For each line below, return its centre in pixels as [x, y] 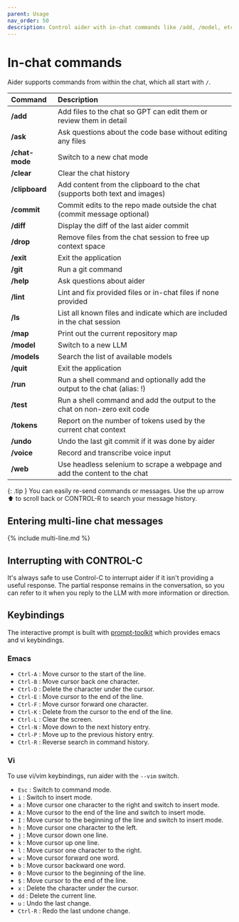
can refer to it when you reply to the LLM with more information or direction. [118, 593]
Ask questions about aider [102, 281]
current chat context [92, 430]
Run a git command [90, 269]
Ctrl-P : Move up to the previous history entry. [86, 735]
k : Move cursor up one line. [58, 843]
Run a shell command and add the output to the [137, 400]
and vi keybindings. [36, 640]
